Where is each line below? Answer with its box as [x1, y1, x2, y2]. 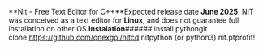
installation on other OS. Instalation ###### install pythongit [8, 24, 208, 33]
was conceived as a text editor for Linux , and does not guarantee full [8, 15, 239, 25]
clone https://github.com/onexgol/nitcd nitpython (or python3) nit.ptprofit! [8, 32, 256, 42]
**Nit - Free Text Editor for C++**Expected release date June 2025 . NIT [8, 7, 254, 16]
